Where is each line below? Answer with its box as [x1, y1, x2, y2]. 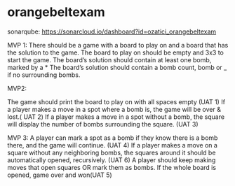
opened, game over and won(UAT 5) [7, 171, 112, 179]
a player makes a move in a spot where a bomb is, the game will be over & [7, 105, 221, 113]
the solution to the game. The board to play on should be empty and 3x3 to [7, 48, 224, 57]
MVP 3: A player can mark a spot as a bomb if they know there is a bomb [7, 134, 218, 142]
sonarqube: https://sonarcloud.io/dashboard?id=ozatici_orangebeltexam [7, 27, 217, 36]
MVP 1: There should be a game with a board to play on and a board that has [7, 41, 229, 49]
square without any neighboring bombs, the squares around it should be [7, 148, 216, 157]
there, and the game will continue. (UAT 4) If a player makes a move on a [7, 141, 217, 149]
